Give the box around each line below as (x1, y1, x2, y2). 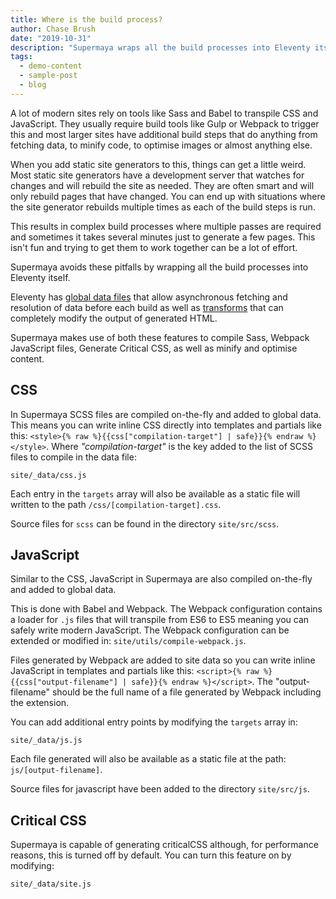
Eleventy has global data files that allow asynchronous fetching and (10, 291, 288, 303)
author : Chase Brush (10, 24, 97, 34)
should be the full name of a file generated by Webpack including (51, 686, 322, 698)
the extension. (10, 697, 70, 709)
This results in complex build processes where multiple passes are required (10, 220, 322, 232)
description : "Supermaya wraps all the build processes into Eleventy (10, 42, 311, 53)
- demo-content (19, 61, 83, 71)
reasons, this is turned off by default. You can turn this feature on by (10, 849, 292, 861)
